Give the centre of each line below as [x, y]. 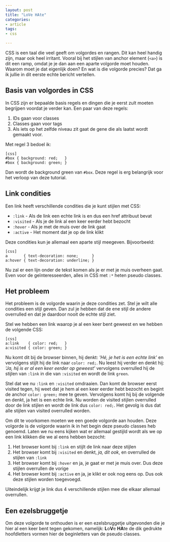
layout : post [19, 10]
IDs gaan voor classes [36, 118]
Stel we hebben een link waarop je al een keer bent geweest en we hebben [84, 324]
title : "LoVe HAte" [26, 15]
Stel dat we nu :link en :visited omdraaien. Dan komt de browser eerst [81, 384]
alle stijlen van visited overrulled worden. [48, 411]
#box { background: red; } [36, 158]
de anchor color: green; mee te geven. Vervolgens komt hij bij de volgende [85, 394]
